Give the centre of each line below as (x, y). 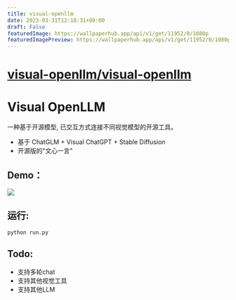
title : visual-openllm (40, 14)
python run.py (28, 233)
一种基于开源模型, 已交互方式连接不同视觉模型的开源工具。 (92, 127)
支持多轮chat (36, 272)
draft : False (26, 27)
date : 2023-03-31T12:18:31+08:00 (56, 20)
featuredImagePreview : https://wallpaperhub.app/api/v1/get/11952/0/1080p (119, 40)
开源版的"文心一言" (45, 151)
